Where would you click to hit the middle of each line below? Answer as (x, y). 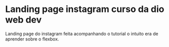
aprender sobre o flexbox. (32, 39)
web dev (23, 20)
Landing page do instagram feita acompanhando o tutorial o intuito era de (82, 33)
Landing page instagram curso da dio (85, 9)
